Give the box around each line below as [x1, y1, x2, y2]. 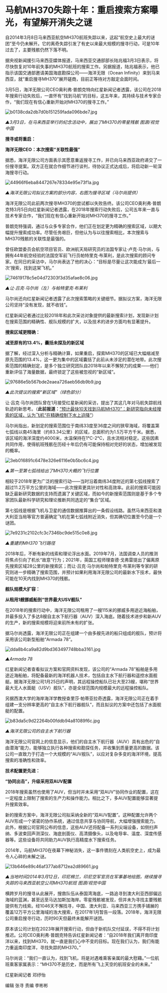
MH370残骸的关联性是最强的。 [5, 236, 69, 242]
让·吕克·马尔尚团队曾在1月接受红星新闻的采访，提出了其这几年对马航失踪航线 [5, 400, 162, 406]
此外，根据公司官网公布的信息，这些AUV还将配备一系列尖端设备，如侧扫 [5, 824, 154, 830]
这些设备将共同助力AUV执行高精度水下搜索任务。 [18, 836, 119, 842]
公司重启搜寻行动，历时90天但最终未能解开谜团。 [5, 915, 107, 921]
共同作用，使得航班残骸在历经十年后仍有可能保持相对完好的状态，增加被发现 [5, 441, 162, 447]
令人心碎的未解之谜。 [5, 853, 49, 859]
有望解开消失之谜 [22, 17, 93, 28]
